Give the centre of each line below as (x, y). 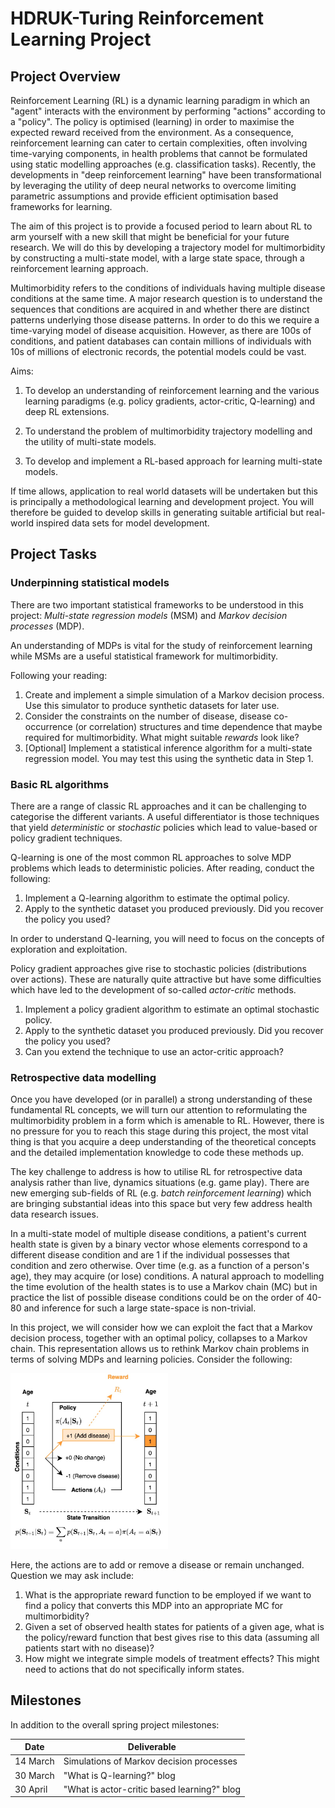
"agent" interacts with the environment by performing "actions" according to (168, 111)
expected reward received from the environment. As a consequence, (152, 132)
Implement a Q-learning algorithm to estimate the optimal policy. (157, 898)
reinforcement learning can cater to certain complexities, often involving (159, 143)
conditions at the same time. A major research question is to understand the (166, 298)
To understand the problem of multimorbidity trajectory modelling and (168, 431)
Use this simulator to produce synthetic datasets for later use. (152, 705)
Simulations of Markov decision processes (150, 1761)
